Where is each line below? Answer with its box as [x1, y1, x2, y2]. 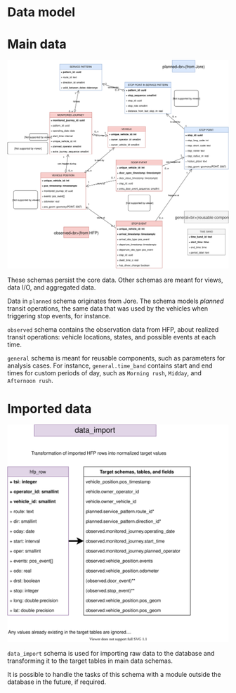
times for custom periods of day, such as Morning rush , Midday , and [7, 369, 202, 377]
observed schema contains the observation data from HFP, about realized [7, 325, 219, 334]
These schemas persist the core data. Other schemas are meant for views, [7, 276, 223, 285]
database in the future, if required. [7, 678, 107, 686]
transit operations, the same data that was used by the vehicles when [7, 304, 209, 313]
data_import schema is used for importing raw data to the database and [7, 649, 215, 658]
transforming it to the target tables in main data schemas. [7, 656, 173, 665]
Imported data [7, 401, 92, 417]
